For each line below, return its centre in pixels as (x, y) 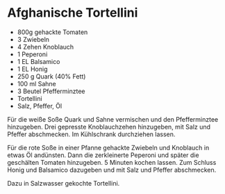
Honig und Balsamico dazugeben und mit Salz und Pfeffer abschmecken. (112, 170)
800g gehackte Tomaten (52, 32)
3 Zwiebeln (33, 39)
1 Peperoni (32, 54)
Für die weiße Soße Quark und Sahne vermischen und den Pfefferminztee (113, 119)
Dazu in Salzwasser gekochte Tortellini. (64, 183)
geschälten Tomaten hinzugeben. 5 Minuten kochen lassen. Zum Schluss (112, 162)
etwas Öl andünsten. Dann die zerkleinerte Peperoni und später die (103, 155)
